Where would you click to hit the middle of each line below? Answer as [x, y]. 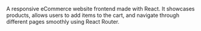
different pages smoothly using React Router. [63, 22]
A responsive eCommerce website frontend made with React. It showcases [100, 9]
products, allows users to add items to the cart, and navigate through [93, 15]
